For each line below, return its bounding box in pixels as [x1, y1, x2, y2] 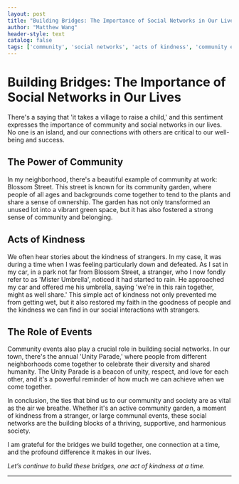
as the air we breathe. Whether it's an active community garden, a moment [7, 404, 226, 413]
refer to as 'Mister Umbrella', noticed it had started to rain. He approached [7, 275, 224, 283]
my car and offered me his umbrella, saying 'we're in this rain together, [7, 283, 215, 291]
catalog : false [7, 37, 53, 44]
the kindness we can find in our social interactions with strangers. [7, 305, 201, 314]
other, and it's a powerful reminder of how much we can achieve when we [7, 375, 225, 384]
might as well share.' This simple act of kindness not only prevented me [7, 290, 217, 299]
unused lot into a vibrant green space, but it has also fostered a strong [7, 205, 213, 214]
